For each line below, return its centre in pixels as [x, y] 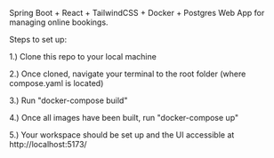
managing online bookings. [59, 22]
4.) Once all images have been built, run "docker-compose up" [124, 118]
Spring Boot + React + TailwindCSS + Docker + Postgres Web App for [137, 13]
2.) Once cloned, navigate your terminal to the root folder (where [128, 74]
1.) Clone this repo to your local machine [83, 56]
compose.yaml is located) [56, 83]
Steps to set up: [38, 39]
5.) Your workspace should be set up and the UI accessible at [122, 135]
